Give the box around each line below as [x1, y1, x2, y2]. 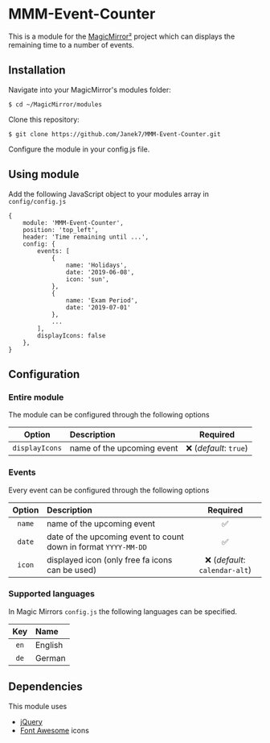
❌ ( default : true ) [186, 442, 249, 454]
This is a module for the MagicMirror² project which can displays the [8, 31, 235, 41]
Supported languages [8, 588, 95, 600]
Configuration [8, 367, 80, 381]
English [35, 639, 63, 650]
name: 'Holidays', [65, 261, 128, 269]
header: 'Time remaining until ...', [22, 233, 149, 241]
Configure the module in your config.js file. [8, 144, 150, 154]
